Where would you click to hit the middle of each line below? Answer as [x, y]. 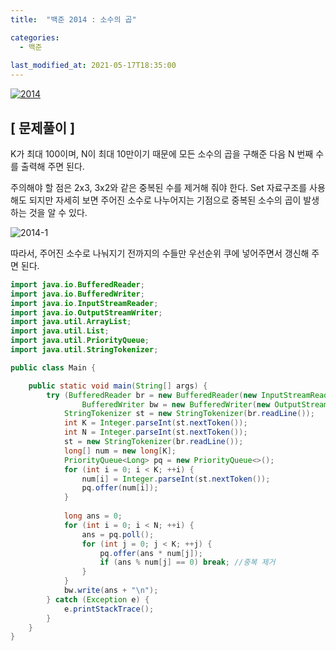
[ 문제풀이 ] [43, 127]
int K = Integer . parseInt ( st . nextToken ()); [155, 423]
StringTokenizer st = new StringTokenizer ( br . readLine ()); [189, 414]
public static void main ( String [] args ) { [118, 386]
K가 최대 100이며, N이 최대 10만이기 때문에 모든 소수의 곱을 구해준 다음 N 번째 [162, 153]
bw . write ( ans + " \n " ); [111, 591]
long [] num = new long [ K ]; [120, 451]
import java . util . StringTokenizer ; [84, 350]
